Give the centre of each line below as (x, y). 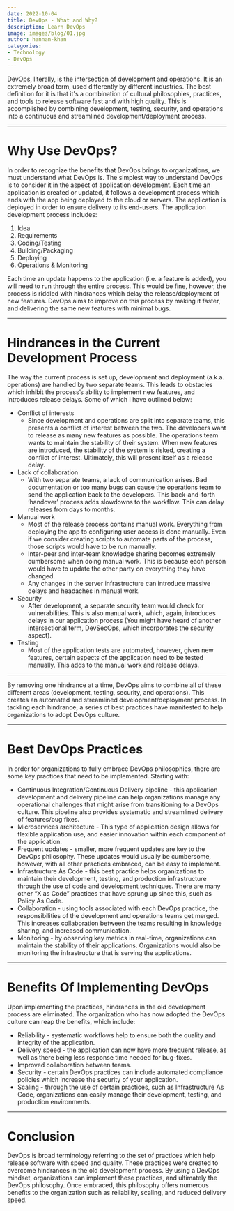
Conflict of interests (46, 413)
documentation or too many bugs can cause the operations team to (124, 487)
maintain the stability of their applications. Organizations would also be (119, 945)
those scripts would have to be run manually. (92, 546)
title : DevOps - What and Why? (53, 20)
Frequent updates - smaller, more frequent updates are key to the (111, 849)
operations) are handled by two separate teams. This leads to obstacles (110, 384)
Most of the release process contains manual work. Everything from (125, 524)
